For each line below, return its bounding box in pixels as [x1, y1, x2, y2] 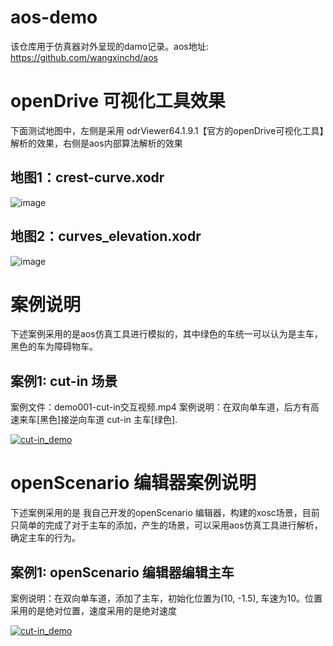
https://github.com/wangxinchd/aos [10, 51, 158, 63]
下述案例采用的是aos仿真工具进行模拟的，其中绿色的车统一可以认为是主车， [10, 328, 323, 340]
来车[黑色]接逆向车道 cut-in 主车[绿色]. [18, 414, 178, 426]
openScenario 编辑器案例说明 [10, 472, 257, 495]
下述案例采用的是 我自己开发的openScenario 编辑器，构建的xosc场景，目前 [10, 507, 320, 519]
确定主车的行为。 [10, 532, 81, 544]
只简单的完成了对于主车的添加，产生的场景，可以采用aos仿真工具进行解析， [10, 519, 323, 531]
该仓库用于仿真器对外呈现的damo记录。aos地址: [10, 40, 209, 52]
